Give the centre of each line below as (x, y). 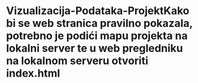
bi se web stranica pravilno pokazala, (99, 23)
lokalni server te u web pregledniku (95, 49)
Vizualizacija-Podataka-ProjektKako (98, 11)
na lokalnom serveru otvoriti (77, 61)
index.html (33, 73)
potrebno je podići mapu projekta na (97, 36)
